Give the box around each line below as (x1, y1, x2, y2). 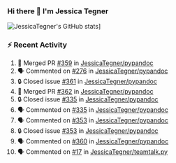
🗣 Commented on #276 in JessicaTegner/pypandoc (17, 66, 168, 75)
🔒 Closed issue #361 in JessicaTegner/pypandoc (17, 77, 157, 85)
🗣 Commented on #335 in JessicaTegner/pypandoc (17, 105, 169, 114)
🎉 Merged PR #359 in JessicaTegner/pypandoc (17, 59, 154, 67)
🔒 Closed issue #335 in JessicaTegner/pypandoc (17, 94, 159, 104)
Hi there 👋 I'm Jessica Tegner (7, 6, 109, 16)
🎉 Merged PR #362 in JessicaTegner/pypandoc (17, 87, 154, 95)
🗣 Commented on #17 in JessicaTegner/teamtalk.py (17, 147, 168, 156)
